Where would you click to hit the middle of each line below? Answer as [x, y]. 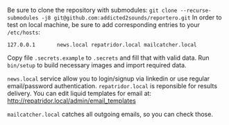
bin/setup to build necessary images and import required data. [97, 65]
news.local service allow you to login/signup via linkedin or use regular [109, 78]
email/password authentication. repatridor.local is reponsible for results [112, 86]
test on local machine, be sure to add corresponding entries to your [103, 25]
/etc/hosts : [24, 32]
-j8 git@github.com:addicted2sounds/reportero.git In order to [132, 17]
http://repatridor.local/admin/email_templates [72, 101]
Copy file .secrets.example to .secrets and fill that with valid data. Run [108, 58]
